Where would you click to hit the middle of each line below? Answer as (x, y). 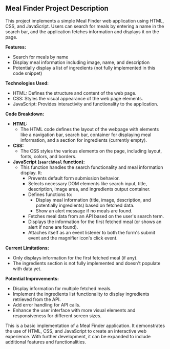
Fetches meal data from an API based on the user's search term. (96, 216)
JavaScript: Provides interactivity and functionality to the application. (86, 104)
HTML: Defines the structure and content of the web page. (75, 93)
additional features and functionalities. (46, 342)
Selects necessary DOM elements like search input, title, (88, 183)
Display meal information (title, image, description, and (93, 200)
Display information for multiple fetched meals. (62, 288)
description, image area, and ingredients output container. (89, 189)
